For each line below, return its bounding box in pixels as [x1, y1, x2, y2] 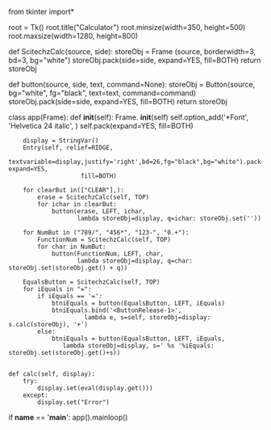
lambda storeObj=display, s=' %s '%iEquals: [62, 342, 215, 350]
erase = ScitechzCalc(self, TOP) [37, 193, 150, 201]
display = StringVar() [23, 137, 99, 145]
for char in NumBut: [37, 242, 106, 251]
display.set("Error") [37, 398, 110, 407]
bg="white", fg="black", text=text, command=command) [8, 88, 197, 98]
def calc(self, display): [8, 370, 95, 378]
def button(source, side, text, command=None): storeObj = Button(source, [8, 80, 256, 89]
